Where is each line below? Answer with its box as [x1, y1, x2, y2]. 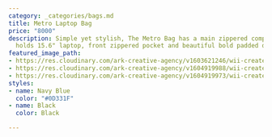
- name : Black [8, 102, 57, 110]
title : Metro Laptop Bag [8, 19, 92, 27]
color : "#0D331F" [15, 94, 74, 102]
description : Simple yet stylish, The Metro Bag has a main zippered [8, 34, 249, 43]
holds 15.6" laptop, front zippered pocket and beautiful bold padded [15, 42, 259, 50]
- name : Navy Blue [8, 86, 70, 95]
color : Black [15, 110, 60, 118]
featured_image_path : [8, 49, 82, 57]
